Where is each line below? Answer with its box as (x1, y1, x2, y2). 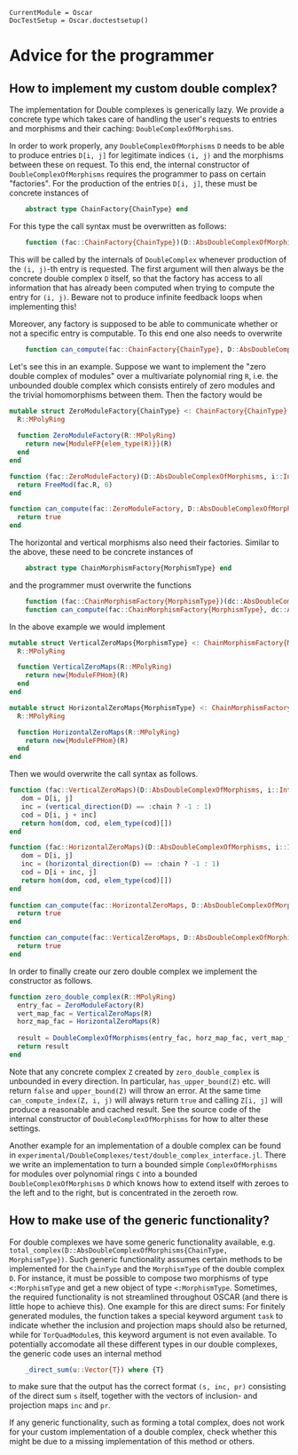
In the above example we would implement (9, 621, 166, 632)
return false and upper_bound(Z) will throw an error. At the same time (9, 1085, 262, 1095)
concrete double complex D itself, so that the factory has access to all (9, 273, 263, 283)
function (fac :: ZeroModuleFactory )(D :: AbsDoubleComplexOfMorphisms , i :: (9, 471, 284, 481)
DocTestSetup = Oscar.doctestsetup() (9, 16, 149, 25)
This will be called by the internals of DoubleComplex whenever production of (9, 254, 286, 265)
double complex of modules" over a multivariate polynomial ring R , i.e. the (9, 370, 278, 381)
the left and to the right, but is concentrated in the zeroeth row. (9, 1187, 239, 1198)
